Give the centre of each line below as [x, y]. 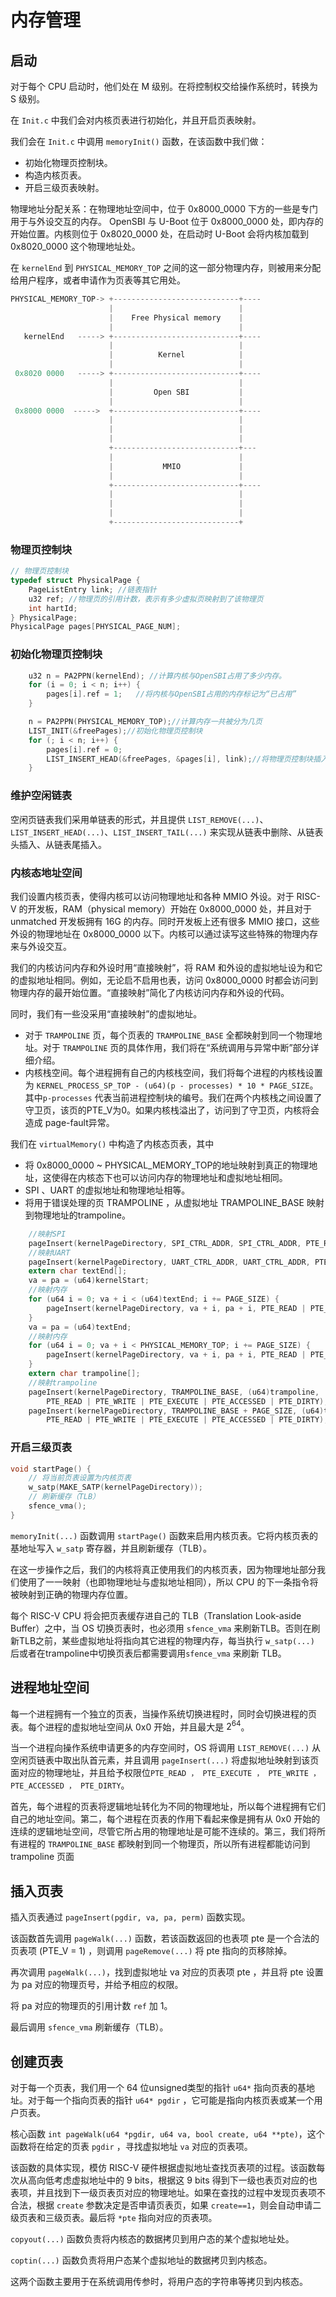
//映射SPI [47, 1234]
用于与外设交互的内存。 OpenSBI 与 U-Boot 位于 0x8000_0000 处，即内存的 [167, 221]
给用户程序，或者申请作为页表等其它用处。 [98, 280]
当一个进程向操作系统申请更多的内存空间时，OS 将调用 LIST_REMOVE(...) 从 [166, 1748]
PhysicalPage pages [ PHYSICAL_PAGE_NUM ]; [96, 627]
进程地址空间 [50, 1687]
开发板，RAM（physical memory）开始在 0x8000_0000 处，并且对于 [169, 908]
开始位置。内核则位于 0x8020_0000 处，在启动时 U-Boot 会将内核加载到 [159, 234]
